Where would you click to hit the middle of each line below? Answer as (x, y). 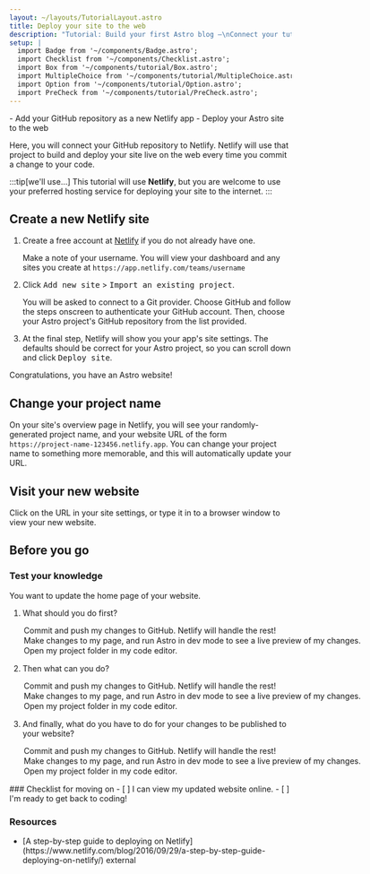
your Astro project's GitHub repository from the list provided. (134, 321)
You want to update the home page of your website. (105, 595)
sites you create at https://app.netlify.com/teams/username (133, 268)
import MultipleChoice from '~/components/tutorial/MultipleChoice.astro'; (162, 76)
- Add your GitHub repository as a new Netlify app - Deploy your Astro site (147, 118)
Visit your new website (75, 491)
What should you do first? (70, 613)
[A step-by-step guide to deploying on (93, 841)
